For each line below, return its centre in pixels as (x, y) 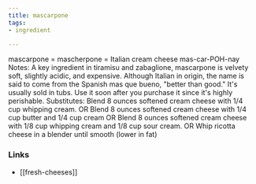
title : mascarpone (38, 15)
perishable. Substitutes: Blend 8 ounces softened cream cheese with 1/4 (126, 101)
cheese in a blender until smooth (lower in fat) (83, 134)
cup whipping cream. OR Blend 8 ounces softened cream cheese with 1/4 (127, 109)
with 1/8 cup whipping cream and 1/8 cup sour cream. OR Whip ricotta (122, 126)
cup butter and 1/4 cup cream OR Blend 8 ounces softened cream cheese (128, 118)
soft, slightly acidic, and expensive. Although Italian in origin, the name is (126, 76)
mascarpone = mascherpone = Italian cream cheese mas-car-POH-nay (124, 59)
